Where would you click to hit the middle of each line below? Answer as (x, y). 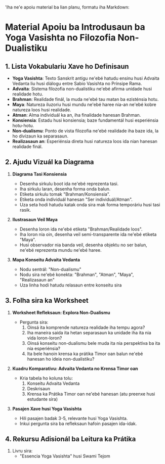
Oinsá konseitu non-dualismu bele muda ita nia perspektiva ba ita (94, 343)
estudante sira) (42, 399)
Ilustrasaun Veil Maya (35, 219)
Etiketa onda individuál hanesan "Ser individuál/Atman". (76, 199)
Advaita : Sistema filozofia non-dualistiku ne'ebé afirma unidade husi (82, 89)
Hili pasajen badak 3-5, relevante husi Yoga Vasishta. (74, 418)
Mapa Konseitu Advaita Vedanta (46, 260)
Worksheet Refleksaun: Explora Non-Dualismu (61, 312)
